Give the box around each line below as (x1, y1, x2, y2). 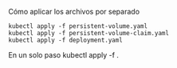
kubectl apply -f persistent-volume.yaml (8, 22, 148, 30)
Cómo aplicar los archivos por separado (8, 7, 140, 16)
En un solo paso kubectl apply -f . (8, 50, 120, 59)
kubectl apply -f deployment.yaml (8, 36, 124, 44)
